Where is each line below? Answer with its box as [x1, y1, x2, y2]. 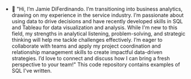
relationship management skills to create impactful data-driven [11, 49, 162, 55]
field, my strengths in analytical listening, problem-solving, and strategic [11, 30, 186, 37]
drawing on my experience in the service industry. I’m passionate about [11, 12, 184, 19]
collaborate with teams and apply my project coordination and [11, 42, 161, 49]
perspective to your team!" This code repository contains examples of [11, 61, 180, 68]
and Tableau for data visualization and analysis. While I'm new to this [11, 24, 178, 31]
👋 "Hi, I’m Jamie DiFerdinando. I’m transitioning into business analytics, [11, 6, 183, 12]
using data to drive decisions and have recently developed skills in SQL [11, 18, 183, 24]
